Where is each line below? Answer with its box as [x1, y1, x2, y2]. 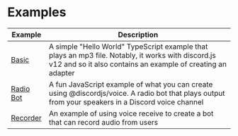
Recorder [11, 113, 42, 123]
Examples [7, 4, 67, 20]
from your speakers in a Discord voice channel [48, 97, 204, 106]
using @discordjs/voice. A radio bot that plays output [48, 88, 225, 98]
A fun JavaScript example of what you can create [48, 79, 213, 89]
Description [118, 30, 159, 39]
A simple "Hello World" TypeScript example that [48, 42, 208, 51]
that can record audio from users [48, 117, 158, 127]
